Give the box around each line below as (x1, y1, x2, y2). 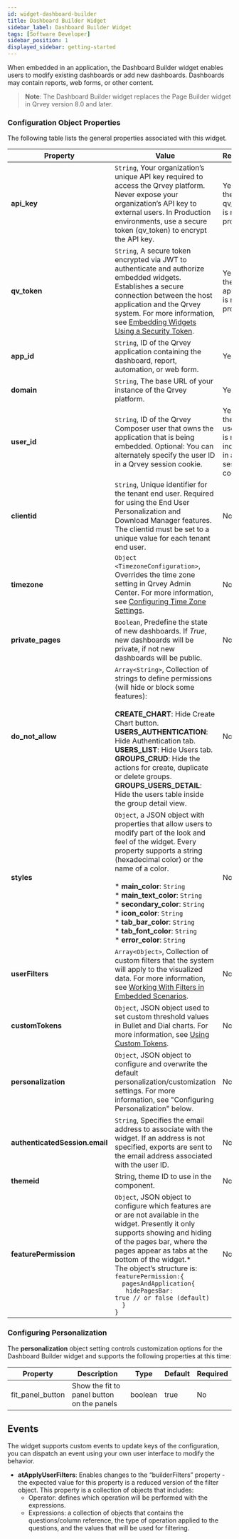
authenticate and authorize (115, 264, 205, 274)
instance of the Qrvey (115, 385, 187, 395)
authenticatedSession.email (11, 1138, 108, 1148)
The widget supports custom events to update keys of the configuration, (7, 1442, 220, 1450)
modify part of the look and (115, 828, 206, 838)
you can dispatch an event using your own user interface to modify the (7, 1449, 215, 1458)
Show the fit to (71, 1380, 121, 1390)
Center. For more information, (115, 588, 213, 598)
